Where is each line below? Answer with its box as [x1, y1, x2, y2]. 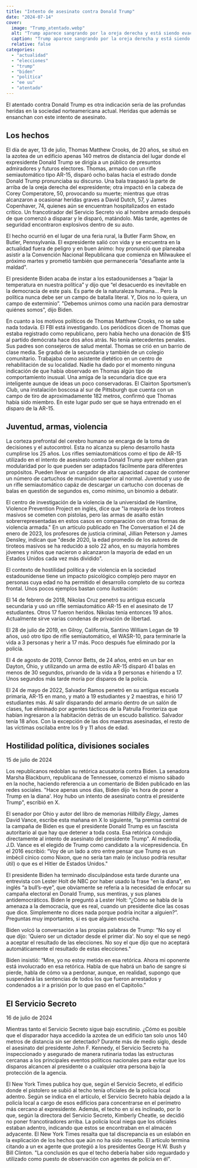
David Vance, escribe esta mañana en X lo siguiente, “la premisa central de [6, 816, 188, 823]
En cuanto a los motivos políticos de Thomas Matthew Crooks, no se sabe [6, 318, 185, 325]
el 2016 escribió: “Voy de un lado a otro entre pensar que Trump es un [6, 848, 176, 855]
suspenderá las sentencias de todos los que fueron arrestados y [6, 975, 162, 983]
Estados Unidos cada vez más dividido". [6, 555, 103, 562]
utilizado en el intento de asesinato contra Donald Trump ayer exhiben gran [6, 456, 188, 463]
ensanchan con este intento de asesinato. [6, 113, 107, 120]
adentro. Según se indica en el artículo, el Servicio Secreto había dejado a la [6, 1093, 191, 1101]
